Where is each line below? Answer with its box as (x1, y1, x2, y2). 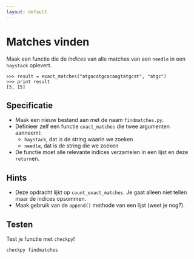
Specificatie (6, 100, 53, 110)
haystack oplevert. (6, 61, 52, 69)
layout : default (6, 8, 47, 15)
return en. (15, 155, 40, 163)
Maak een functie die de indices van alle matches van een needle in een (6, 55, 186, 62)
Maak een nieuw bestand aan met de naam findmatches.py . (15, 116, 164, 124)
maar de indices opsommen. (15, 195, 87, 203)
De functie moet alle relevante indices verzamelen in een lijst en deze (15, 149, 189, 156)
